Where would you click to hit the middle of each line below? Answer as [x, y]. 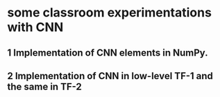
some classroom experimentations [109, 13]
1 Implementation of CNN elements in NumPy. [108, 53]
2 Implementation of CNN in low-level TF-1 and [110, 76]
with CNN [35, 27]
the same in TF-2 [44, 86]
